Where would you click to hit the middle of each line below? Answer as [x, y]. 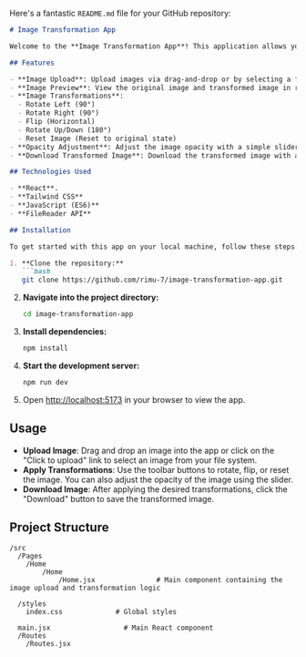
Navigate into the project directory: [91, 298]
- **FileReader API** [51, 213]
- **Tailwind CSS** [46, 197]
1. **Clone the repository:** [67, 263]
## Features [32, 63]
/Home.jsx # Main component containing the [170, 580]
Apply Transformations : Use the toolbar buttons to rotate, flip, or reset [156, 469]
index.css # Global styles [102, 612]
